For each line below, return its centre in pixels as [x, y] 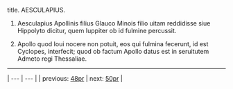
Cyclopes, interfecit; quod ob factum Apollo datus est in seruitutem [113, 51]
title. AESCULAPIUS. [36, 10]
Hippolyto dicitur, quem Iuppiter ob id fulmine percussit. [97, 31]
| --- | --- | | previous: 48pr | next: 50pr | [65, 78]
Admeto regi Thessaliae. [52, 59]
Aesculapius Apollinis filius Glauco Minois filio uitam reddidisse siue [114, 23]
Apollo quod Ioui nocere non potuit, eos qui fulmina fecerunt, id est [113, 44]
